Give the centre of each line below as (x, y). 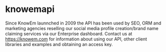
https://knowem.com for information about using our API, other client (76, 39)
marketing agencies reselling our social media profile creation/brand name (82, 28)
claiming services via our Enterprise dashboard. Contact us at (69, 33)
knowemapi (30, 9)
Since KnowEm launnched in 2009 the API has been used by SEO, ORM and (83, 23)
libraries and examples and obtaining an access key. (59, 44)
